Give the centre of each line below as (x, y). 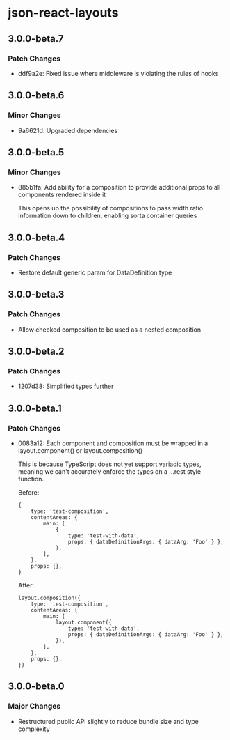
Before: (28, 492)
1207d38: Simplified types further (66, 386)
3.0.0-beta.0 (36, 687)
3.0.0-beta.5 (36, 152)
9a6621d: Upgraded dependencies (68, 130)
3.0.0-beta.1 (35, 408)
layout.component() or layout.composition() (80, 450)
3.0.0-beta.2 (36, 352)
